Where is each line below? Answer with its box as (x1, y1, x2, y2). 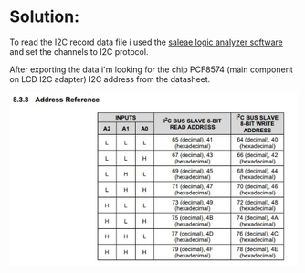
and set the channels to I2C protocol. (9, 46, 149, 57)
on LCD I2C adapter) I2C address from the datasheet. (9, 73, 211, 84)
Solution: (9, 6, 80, 27)
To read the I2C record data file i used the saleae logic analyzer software (9, 37, 283, 47)
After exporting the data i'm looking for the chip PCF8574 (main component (9, 64, 294, 75)
